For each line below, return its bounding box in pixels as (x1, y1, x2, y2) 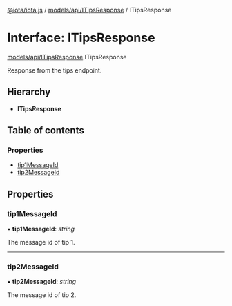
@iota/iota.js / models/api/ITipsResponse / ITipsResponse (7, 6, 172, 14)
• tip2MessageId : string (7, 278, 77, 286)
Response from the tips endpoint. (7, 66, 102, 75)
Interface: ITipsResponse (7, 30, 155, 46)
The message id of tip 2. (7, 291, 77, 299)
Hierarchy (7, 86, 51, 98)
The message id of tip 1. (7, 238, 75, 247)
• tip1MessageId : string (7, 224, 75, 233)
